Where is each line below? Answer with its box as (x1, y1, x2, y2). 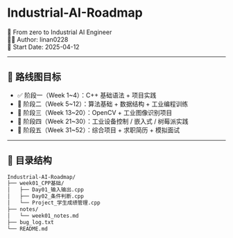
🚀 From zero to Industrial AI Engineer (7, 28, 112, 36)
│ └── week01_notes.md (7, 212, 79, 219)
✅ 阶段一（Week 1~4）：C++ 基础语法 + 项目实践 (17, 90, 157, 99)
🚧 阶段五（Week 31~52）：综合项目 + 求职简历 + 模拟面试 (17, 125, 180, 134)
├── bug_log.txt (7, 219, 54, 225)
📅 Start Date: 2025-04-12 (7, 42, 80, 51)
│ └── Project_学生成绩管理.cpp (7, 200, 101, 207)
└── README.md (7, 225, 49, 232)
